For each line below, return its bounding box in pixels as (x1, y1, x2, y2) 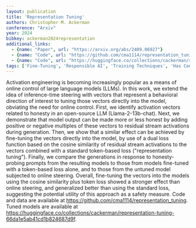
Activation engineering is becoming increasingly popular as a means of (6, 79, 177, 86)
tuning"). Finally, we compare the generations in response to (6, 153, 152, 161)
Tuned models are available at (6, 203, 78, 210)
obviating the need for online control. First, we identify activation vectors (6, 103, 181, 111)
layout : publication (6, 8, 57, 15)
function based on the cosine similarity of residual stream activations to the (6, 141, 187, 148)
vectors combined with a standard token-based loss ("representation (6, 147, 172, 154)
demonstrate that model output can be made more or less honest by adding (6, 116, 188, 123)
